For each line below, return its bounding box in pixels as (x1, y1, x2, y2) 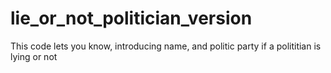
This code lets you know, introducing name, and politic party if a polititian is (10, 40, 322, 52)
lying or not (10, 50, 58, 62)
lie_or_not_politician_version (10, 7, 253, 30)
